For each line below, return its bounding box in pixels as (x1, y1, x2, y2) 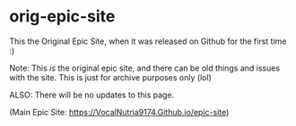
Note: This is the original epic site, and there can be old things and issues (9, 63, 281, 73)
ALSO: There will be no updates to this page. (9, 89, 175, 100)
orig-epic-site (9, 6, 116, 27)
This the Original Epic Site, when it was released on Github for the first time (9, 36, 287, 46)
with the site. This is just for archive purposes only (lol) (9, 71, 213, 82)
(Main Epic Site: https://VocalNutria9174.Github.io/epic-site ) (9, 106, 230, 117)
